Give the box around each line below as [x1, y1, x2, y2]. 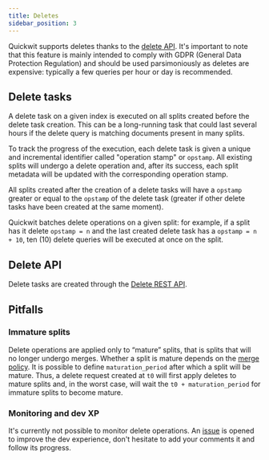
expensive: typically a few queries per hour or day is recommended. [8, 67, 233, 76]
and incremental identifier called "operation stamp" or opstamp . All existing [8, 153, 253, 162]
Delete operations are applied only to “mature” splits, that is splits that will [8, 344, 251, 354]
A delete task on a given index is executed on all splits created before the [8, 112, 250, 121]
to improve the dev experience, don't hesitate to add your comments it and [8, 434, 255, 444]
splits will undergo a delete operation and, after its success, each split [8, 161, 239, 171]
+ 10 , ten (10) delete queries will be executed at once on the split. [8, 234, 224, 245]
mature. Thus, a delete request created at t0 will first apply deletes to [8, 370, 237, 380]
